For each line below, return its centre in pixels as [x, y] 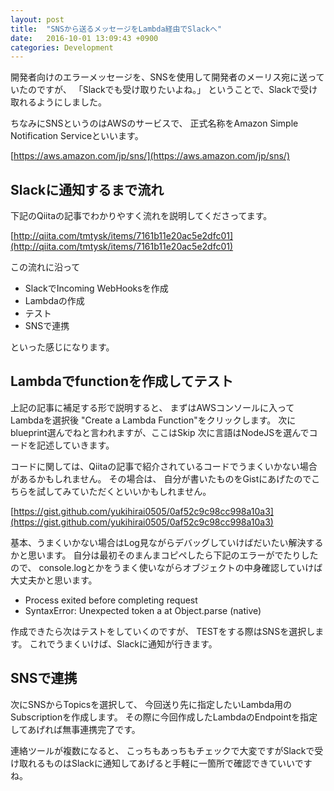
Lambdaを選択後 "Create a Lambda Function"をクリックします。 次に [153, 420]
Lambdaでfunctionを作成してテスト [122, 381]
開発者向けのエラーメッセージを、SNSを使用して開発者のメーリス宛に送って [167, 77]
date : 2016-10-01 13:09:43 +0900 [84, 38]
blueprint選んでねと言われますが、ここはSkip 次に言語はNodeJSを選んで [160, 432]
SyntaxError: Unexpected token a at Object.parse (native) [143, 610]
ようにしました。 [71, 102]
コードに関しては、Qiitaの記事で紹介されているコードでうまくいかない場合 [164, 466]
